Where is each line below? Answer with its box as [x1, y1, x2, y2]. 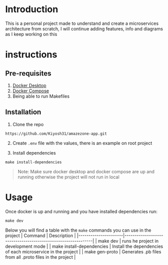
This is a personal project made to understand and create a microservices [5, 20, 159, 26]
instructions [5, 49, 58, 60]
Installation [5, 108, 41, 117]
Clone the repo [12, 121, 44, 127]
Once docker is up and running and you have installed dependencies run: [5, 208, 158, 214]
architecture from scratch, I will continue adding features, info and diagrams [5, 25, 163, 31]
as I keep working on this [5, 31, 58, 37]
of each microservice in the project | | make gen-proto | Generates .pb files [5, 248, 161, 254]
